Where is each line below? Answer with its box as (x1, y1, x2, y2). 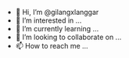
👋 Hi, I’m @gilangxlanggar (15, 8, 99, 16)
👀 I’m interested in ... (15, 16, 82, 25)
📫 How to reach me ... (15, 42, 88, 50)
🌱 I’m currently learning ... (15, 24, 99, 33)
